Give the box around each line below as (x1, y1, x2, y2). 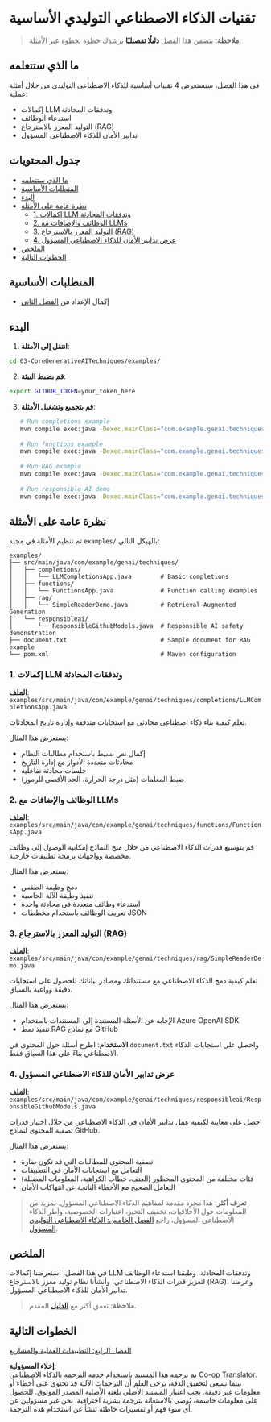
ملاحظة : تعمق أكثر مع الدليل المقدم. (28, 1301, 137, 1311)
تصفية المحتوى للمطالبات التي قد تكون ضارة (20, 1156, 154, 1166)
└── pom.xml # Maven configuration (9, 651, 236, 659)
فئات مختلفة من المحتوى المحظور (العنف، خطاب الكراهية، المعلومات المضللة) (20, 1174, 254, 1183)
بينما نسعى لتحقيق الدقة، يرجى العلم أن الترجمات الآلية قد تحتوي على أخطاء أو (9, 1378, 242, 1388)
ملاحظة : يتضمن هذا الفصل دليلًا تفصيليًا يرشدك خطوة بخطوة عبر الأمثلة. (28, 35, 242, 45)
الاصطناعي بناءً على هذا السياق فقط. (9, 1049, 119, 1058)
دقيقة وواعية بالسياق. (9, 984, 73, 994)
